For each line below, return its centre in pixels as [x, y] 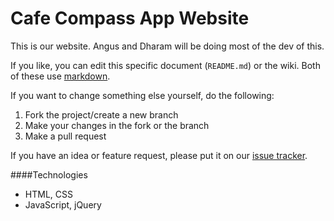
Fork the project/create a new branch [101, 114]
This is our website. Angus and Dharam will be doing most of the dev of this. [167, 46]
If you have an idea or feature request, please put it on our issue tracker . [159, 155]
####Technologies [49, 174]
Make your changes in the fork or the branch [117, 125]
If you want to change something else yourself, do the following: [142, 95]
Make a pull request [65, 136]
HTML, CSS [48, 194]
